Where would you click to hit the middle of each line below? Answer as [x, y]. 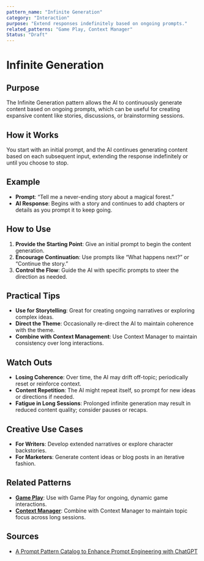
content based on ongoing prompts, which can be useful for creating [93, 109]
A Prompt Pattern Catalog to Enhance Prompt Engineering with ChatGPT [106, 551]
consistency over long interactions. [59, 343]
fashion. [25, 463]
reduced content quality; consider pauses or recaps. [81, 410]
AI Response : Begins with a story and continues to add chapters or [100, 203]
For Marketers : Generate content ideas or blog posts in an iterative [100, 457]
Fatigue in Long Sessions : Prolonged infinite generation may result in [103, 403]
